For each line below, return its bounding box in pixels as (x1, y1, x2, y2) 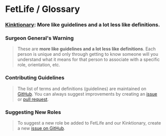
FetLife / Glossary (5, 3, 80, 15)
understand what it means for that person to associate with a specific (17, 56, 160, 63)
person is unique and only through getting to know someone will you (17, 51, 159, 57)
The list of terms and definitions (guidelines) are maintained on (17, 86, 147, 92)
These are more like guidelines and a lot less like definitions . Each (17, 46, 156, 52)
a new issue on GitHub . (17, 126, 66, 131)
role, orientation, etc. (17, 62, 61, 68)
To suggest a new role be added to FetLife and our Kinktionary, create (17, 120, 161, 126)
